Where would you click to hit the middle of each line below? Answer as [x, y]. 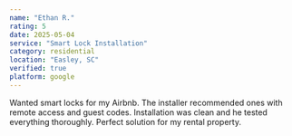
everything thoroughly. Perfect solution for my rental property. [126, 121]
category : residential [52, 52]
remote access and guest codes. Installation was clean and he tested [138, 112]
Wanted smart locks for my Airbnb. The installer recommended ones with [146, 102]
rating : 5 [28, 26]
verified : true [38, 69]
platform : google [42, 77]
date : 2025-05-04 [42, 34]
